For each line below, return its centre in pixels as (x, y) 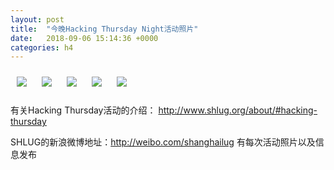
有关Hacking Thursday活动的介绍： (83, 110)
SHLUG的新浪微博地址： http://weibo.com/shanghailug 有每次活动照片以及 (163, 142)
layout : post (37, 19)
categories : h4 (42, 47)
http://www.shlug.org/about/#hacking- (238, 110)
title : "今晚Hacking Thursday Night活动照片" (104, 29)
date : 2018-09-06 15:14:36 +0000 (84, 38)
